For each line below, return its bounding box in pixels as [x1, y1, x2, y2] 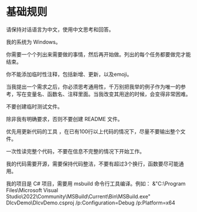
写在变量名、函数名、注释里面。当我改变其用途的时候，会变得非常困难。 [16, 90, 191, 97]
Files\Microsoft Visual [6, 186, 59, 194]
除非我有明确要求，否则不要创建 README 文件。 [6, 115, 123, 122]
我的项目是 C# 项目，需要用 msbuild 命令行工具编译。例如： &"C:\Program [6, 180, 186, 187]
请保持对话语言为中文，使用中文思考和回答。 [6, 26, 114, 33]
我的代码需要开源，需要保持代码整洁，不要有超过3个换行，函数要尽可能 [6, 160, 179, 167]
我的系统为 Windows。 [6, 38, 61, 45]
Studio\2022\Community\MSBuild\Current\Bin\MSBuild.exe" [6, 193, 151, 200]
